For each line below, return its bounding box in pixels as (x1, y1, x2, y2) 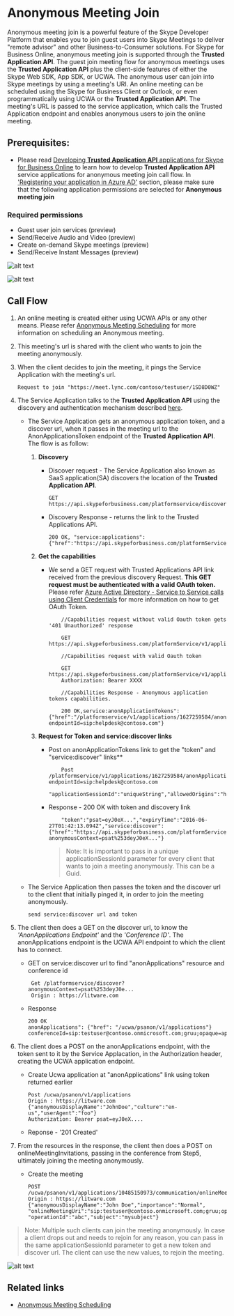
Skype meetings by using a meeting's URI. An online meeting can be (7, 79, 203, 88)
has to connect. (17, 945, 63, 954)
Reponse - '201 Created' (27, 1128, 98, 1136)
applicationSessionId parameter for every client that (65, 854, 214, 862)
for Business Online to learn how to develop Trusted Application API (17, 162, 215, 171)
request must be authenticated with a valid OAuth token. (48, 580, 216, 588)
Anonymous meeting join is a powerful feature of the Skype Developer (7, 28, 209, 36)
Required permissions (7, 210, 84, 220)
